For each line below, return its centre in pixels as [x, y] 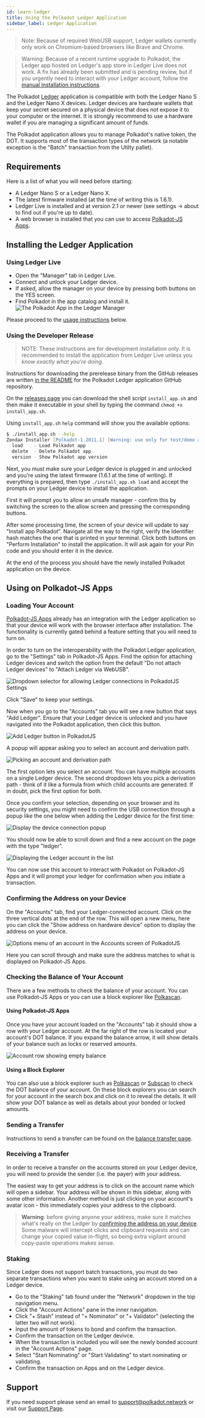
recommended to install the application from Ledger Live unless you [107, 355]
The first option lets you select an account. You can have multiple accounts [101, 772]
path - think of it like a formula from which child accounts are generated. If [100, 785]
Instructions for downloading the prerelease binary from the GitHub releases [102, 373]
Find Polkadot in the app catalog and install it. [72, 301]
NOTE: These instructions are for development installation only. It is [106, 349]
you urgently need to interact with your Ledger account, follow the [104, 78]
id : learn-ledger [28, 12]
